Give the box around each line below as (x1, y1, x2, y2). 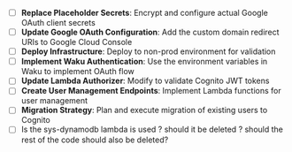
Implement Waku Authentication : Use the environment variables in (20, 57, 268, 67)
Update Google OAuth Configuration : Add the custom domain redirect (20, 27, 280, 38)
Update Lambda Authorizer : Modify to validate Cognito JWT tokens (20, 75, 270, 87)
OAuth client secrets (20, 18, 96, 28)
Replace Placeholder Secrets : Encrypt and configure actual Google (20, 8, 269, 18)
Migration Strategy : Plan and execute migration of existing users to (20, 105, 268, 116)
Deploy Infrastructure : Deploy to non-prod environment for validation (20, 46, 276, 57)
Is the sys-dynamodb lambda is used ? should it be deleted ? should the (20, 124, 284, 135)
